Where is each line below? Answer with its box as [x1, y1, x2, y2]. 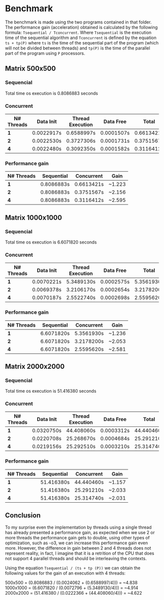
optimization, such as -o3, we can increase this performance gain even [5, 540, 148, 546]
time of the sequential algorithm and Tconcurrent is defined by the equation [5, 35, 157, 41]
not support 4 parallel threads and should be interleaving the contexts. [5, 556, 147, 561]
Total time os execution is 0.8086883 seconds [5, 90, 99, 96]
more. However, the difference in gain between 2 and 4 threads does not [5, 545, 151, 551]
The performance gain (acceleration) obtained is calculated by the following [5, 24, 158, 30]
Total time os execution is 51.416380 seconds [5, 388, 97, 394]
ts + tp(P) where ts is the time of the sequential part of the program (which [5, 40, 159, 45]
